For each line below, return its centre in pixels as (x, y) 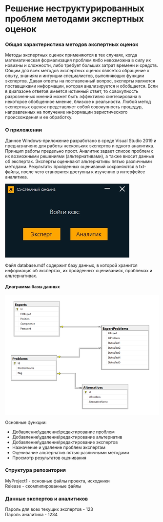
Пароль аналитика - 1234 (31, 515)
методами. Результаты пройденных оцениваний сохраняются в (71, 166)
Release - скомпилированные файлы (43, 486)
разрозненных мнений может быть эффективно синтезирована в (73, 97)
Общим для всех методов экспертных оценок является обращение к (77, 71)
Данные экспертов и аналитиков (47, 499)
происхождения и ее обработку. (39, 117)
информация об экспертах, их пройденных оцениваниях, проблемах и (79, 270)
